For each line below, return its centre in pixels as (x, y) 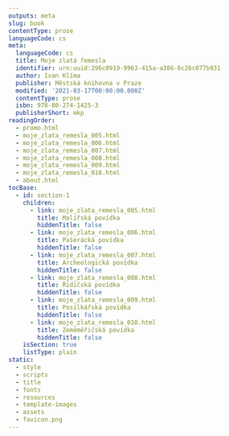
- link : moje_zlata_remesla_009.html (93, 300)
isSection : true (50, 345)
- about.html (37, 181)
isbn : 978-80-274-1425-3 (57, 105)
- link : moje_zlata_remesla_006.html (93, 233)
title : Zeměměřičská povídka (86, 330)
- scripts (32, 375)
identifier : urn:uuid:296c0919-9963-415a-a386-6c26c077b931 (118, 68)
